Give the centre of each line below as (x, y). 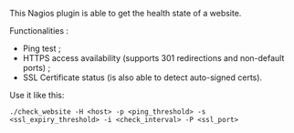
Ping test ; (42, 48)
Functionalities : (39, 31)
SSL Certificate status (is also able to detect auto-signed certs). (142, 77)
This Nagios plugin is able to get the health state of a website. (126, 13)
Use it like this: (37, 95)
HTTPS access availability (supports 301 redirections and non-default (153, 58)
